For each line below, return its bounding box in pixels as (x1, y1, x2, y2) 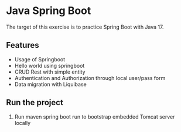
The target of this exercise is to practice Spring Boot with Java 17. (6, 23, 164, 30)
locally (14, 119, 31, 126)
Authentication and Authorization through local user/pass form (14, 74, 166, 81)
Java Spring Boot (6, 4, 91, 18)
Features (6, 40, 39, 50)
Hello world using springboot (14, 62, 85, 69)
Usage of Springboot (14, 55, 66, 62)
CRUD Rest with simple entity (14, 68, 86, 75)
